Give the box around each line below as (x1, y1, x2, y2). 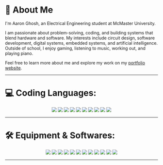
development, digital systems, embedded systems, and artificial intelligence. (5, 40, 158, 46)
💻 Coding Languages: (5, 87, 97, 99)
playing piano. (5, 50, 33, 56)
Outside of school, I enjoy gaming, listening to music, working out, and (5, 45, 146, 51)
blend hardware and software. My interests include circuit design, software (5, 35, 155, 41)
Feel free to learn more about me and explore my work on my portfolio (5, 60, 146, 66)
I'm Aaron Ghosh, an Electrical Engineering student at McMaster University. (5, 20, 156, 26)
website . (5, 65, 22, 71)
